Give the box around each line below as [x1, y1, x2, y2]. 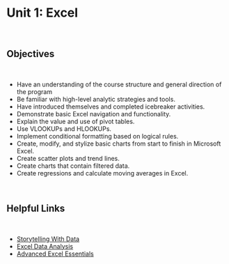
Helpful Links [6, 203, 65, 215]
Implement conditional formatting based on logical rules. [16, 132, 179, 140]
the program [16, 87, 53, 95]
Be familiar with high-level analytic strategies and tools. [16, 95, 175, 103]
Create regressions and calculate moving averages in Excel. [16, 169, 189, 177]
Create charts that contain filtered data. [16, 162, 130, 170]
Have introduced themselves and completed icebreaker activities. [16, 102, 205, 111]
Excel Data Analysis [16, 242, 74, 250]
